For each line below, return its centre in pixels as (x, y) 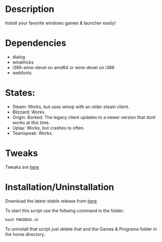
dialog (19, 57)
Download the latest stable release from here (51, 201)
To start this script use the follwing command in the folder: (65, 211)
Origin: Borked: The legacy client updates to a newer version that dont (84, 117)
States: (20, 93)
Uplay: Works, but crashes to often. (49, 127)
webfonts (22, 73)
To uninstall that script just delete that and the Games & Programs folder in (81, 229)
